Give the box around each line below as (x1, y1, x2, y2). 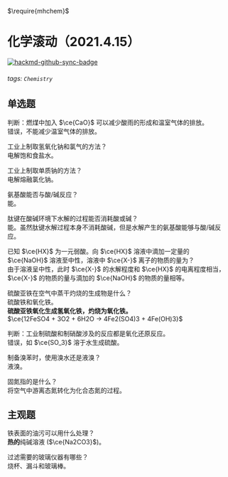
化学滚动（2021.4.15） (7, 34, 140, 50)
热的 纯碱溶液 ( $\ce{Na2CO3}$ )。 (7, 438, 105, 446)
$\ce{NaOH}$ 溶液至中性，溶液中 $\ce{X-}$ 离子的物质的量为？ (7, 256, 195, 264)
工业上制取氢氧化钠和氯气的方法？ (7, 142, 107, 151)
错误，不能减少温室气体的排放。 (7, 127, 101, 135)
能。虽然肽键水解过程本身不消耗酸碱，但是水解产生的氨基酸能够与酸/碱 (7, 223, 215, 231)
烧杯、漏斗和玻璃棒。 (7, 462, 70, 471)
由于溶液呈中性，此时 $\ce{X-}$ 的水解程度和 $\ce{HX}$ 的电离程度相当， (7, 264, 225, 273)
